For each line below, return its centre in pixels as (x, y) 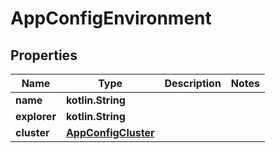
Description (193, 83)
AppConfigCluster (110, 132)
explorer (36, 116)
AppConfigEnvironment (111, 18)
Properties (44, 55)
